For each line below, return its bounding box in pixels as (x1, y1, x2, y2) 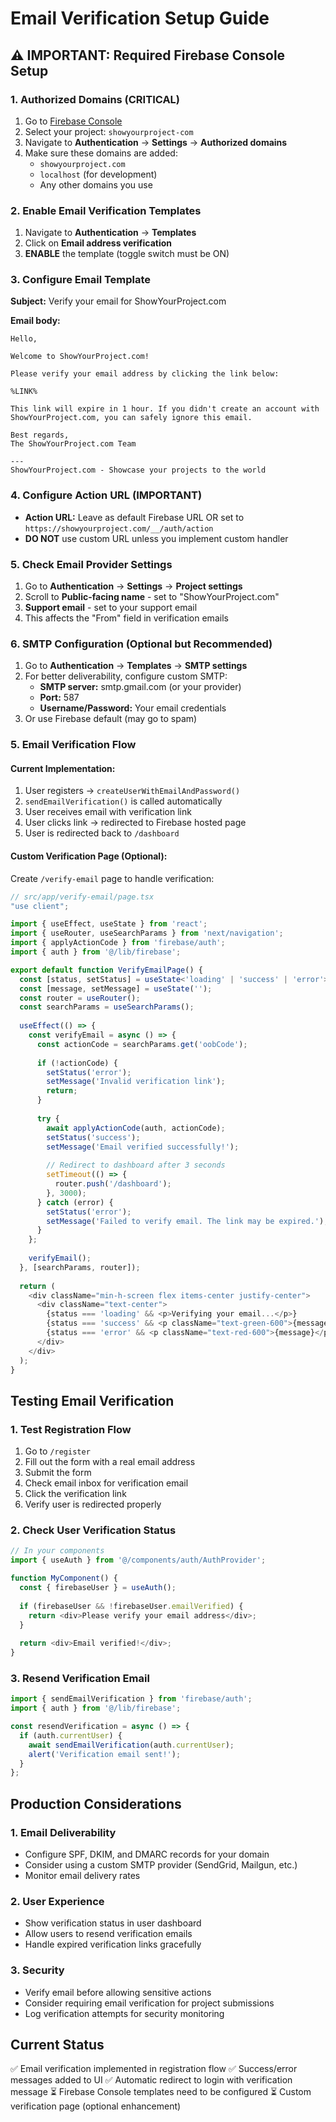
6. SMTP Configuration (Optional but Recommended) (10, 637, 273, 651)
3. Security (10, 1963, 65, 1977)
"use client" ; (10, 901, 70, 911)
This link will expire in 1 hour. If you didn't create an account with (10, 404, 320, 414)
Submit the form (24, 1467, 92, 1479)
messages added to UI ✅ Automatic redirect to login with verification (10, 2074, 293, 2086)
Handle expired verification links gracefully (24, 1938, 202, 1951)
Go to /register (24, 1445, 91, 1457)
